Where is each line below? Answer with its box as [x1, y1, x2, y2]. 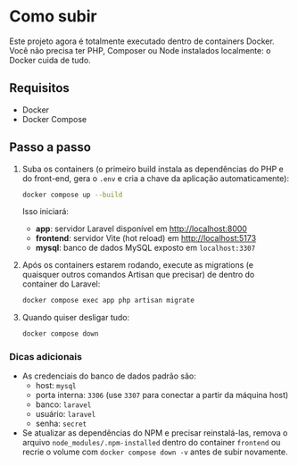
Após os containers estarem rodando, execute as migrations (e [21, 260, 254, 270]
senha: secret [35, 418, 87, 429]
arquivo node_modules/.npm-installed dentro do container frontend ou [21, 437, 281, 448]
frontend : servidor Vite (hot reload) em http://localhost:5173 [35, 233, 257, 244]
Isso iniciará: [21, 206, 70, 217]
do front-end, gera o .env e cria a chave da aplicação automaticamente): [21, 172, 290, 184]
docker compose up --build [21, 190, 123, 199]
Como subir [9, 6, 97, 27]
